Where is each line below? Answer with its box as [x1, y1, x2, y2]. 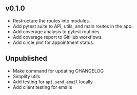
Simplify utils [12, 73, 40, 79]
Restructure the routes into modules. [12, 17, 90, 23]
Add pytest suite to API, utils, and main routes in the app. [12, 23, 133, 29]
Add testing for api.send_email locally [12, 79, 93, 85]
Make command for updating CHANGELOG [12, 67, 104, 74]
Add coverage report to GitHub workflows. [12, 34, 103, 40]
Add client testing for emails [12, 84, 72, 90]
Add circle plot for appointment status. [12, 39, 94, 45]
